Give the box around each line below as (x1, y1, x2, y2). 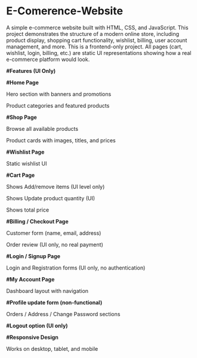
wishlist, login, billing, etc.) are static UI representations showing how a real (6, 49, 192, 56)
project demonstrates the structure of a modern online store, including (6, 30, 180, 37)
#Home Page (6, 79, 39, 86)
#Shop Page (6, 114, 37, 121)
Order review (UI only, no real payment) (6, 241, 103, 248)
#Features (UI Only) (6, 67, 56, 74)
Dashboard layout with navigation (6, 287, 88, 294)
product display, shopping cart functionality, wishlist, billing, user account (6, 36, 187, 44)
